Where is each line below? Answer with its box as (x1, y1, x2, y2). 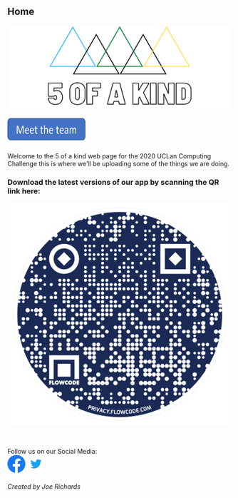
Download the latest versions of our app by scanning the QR (7, 178, 219, 188)
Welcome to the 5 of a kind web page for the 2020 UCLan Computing (7, 152, 212, 161)
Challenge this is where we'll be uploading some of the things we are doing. (7, 160, 230, 168)
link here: (7, 186, 41, 196)
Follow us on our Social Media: (7, 447, 98, 455)
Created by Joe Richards (7, 482, 81, 491)
